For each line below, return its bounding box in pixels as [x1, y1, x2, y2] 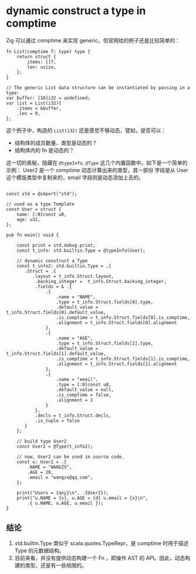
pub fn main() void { [6, 232, 59, 238]
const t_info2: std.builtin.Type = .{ [16, 263, 111, 269]
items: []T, [27, 59, 57, 65]
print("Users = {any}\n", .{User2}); [16, 490, 109, 496]
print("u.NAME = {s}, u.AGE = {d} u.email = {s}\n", [16, 495, 148, 501]
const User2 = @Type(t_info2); [16, 443, 93, 449]
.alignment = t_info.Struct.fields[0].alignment [56, 319, 177, 325]
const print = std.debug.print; [16, 242, 96, 248]
